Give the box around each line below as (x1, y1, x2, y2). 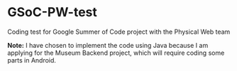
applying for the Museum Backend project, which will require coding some (7, 49, 225, 57)
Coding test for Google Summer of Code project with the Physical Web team (7, 27, 231, 36)
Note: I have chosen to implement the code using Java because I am (7, 41, 209, 49)
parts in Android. (7, 56, 57, 64)
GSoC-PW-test (7, 4, 98, 20)
